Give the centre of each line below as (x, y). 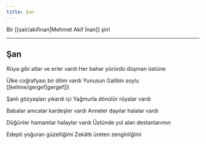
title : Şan (20, 12)
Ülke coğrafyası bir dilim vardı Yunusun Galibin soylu (73, 81)
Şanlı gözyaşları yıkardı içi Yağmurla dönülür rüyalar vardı (79, 99)
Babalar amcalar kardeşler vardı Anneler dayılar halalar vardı (82, 111)
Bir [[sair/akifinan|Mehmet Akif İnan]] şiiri (58, 29)
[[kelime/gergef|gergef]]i (38, 87)
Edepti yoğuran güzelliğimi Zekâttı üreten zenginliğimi (74, 134)
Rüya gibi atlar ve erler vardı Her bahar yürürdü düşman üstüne (86, 69)
